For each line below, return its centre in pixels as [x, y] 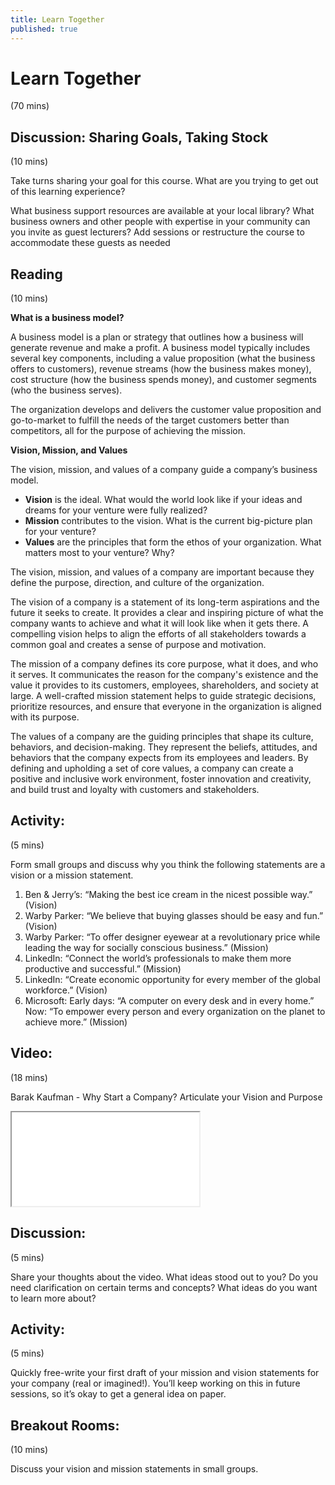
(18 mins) [29, 1077]
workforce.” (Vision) [66, 990]
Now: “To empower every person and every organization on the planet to [175, 1011]
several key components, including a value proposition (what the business [163, 358]
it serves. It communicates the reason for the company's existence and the [164, 675]
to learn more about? [53, 1298]
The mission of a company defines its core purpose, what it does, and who [164, 664]
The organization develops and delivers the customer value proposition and [166, 410]
